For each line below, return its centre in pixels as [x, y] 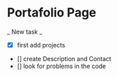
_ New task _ [25, 32]
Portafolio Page [52, 13]
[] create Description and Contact [64, 59]
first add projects [41, 45]
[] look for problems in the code [61, 66]
